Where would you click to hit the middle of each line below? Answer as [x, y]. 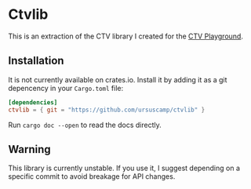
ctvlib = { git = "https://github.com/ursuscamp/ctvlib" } [107, 110]
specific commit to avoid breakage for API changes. [92, 176]
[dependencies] [33, 102]
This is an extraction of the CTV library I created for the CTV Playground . [125, 36]
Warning [29, 149]
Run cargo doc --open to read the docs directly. [85, 125]
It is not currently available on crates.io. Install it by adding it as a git [118, 79]
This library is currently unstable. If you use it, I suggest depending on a [124, 168]
